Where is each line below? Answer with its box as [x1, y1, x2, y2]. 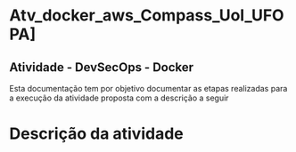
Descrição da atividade [9, 124, 185, 144]
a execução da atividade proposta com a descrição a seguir [9, 92, 229, 103]
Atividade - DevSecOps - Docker [9, 60, 194, 75]
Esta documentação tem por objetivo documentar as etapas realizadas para [9, 84, 288, 93]
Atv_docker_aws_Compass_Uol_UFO [9, 5, 284, 26]
